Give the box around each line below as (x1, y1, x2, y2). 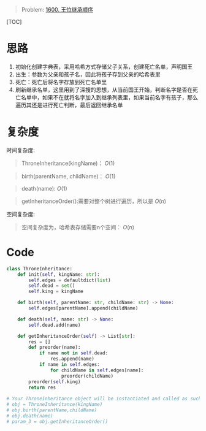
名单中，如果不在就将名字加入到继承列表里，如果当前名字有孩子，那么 (20, 93, 198, 101)
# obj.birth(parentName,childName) (6, 407, 97, 413)
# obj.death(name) (6, 413, 53, 419)
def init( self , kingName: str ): (17, 271, 100, 278)
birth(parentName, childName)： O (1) (21, 172, 116, 180)
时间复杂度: (6, 147, 36, 154)
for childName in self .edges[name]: (50, 367, 144, 373)
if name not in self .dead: (39, 350, 109, 356)
